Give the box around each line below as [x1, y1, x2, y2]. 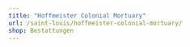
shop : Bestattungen [8, 26, 74, 34]
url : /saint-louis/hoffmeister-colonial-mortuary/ [8, 19, 183, 27]
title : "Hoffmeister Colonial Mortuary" [8, 11, 147, 20]
